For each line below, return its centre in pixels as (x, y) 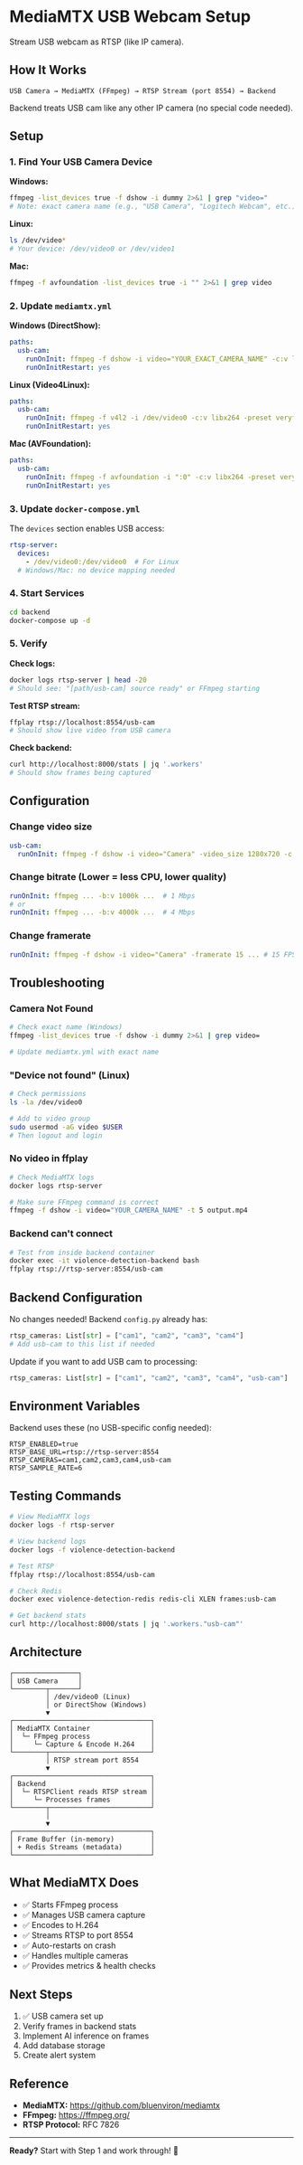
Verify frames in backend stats (79, 2027)
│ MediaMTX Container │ (82, 1728)
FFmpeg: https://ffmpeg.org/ (76, 2115)
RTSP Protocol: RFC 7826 (71, 2125)
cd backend (30, 612)
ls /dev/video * (38, 241)
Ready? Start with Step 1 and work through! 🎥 (94, 2151)
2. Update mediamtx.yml (61, 306)
